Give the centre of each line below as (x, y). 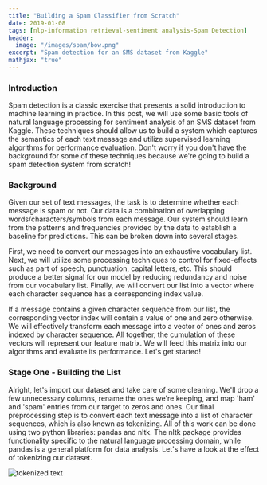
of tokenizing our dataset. (51, 457)
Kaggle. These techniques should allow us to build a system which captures (133, 131)
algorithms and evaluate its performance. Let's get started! (105, 352)
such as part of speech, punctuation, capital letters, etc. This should (120, 268)
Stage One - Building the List (65, 373)
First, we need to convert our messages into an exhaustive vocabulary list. (130, 252)
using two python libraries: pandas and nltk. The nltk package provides (125, 432)
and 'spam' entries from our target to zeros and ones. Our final (111, 406)
